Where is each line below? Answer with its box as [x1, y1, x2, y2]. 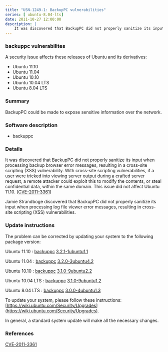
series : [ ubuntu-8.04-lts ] [5, 12, 64, 17]
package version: [5, 239, 41, 245]
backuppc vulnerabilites [5, 43, 66, 50]
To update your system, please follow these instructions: [5, 297, 121, 303]
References [5, 330, 34, 337]
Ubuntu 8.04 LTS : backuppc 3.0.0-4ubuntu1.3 [5, 287, 101, 293]
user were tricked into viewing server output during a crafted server [5, 173, 145, 179]
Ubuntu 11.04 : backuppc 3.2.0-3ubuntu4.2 [5, 258, 94, 264]
